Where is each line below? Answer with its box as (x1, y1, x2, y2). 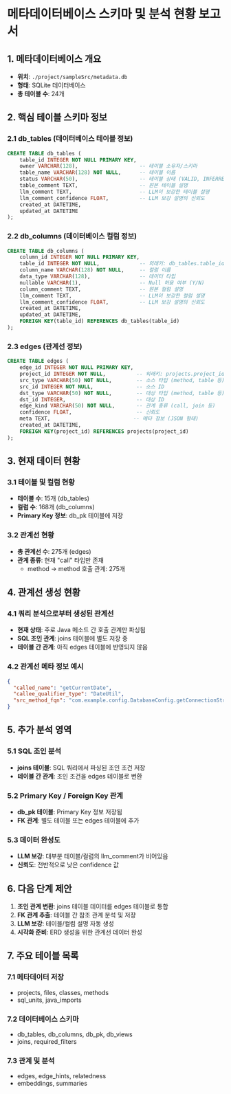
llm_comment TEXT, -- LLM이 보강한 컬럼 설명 (19, 292, 205, 299)
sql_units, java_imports (16, 996, 82, 1004)
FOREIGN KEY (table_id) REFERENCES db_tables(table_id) (19, 317, 180, 325)
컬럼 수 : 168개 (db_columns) (16, 503, 95, 511)
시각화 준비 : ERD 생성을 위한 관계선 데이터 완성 (16, 928, 143, 937)
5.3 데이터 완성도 (7, 835, 60, 845)
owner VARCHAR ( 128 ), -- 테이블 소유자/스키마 (19, 163, 198, 170)
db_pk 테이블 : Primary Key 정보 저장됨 (16, 807, 122, 816)
